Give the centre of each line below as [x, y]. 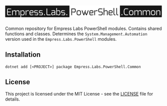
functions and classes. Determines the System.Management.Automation [76, 34]
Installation [23, 55]
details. [13, 99]
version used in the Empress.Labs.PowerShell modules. [61, 39]
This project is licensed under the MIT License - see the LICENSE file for [79, 94]
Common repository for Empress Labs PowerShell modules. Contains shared [83, 28]
